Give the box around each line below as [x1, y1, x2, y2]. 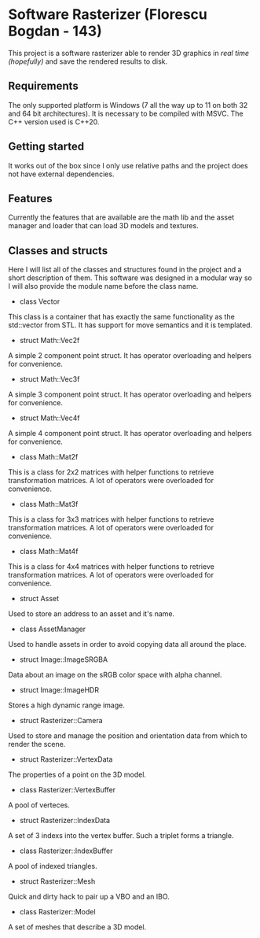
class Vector [19, 297, 60, 306]
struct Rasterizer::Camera [19, 716, 104, 726]
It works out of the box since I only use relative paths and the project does [8, 161, 249, 170]
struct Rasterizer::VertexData [19, 755, 113, 764]
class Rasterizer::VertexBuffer [19, 785, 116, 795]
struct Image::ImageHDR [19, 685, 100, 695]
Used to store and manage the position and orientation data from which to [8, 731, 247, 740]
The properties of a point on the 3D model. [8, 770, 147, 780]
